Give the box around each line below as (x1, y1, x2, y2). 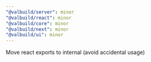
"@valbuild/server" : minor (6, 9, 75, 15)
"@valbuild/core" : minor (6, 20, 69, 26)
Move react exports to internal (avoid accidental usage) (6, 48, 145, 56)
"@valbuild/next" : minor (6, 26, 69, 33)
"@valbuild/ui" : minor (6, 32, 64, 38)
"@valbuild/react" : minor (6, 15, 72, 21)
